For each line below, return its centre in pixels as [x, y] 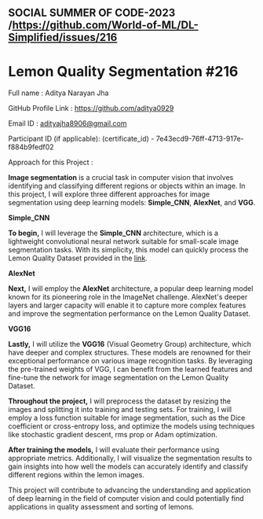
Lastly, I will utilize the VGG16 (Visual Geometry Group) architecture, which [130, 344]
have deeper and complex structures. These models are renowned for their [130, 352]
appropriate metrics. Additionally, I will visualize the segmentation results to [130, 458]
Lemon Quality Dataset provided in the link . [78, 258]
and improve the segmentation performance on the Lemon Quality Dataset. [130, 314]
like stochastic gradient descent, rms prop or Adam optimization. [113, 435]
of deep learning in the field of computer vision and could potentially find [126, 499]
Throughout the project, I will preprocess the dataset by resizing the [120, 401]
